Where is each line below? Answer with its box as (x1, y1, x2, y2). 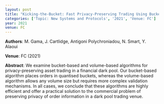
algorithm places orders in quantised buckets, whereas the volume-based (5, 73, 154, 79)
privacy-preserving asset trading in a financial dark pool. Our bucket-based (5, 68, 157, 73)
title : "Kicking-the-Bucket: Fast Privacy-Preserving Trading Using (5, 12, 147, 17)
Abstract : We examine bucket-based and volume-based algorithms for (5, 63, 148, 69)
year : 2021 (5, 20, 27, 26)
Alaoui (5, 44, 18, 50)
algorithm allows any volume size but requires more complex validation (5, 78, 148, 84)
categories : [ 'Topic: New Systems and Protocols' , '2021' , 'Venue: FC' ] (5, 16, 156, 21)
